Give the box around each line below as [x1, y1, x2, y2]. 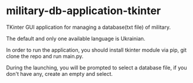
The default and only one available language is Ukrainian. [6, 35, 146, 42]
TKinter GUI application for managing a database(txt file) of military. [6, 24, 171, 31]
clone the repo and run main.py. [6, 52, 84, 59]
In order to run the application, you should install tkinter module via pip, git [6, 46, 187, 54]
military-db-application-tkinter [6, 4, 161, 18]
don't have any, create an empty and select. [6, 70, 113, 77]
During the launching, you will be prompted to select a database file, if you [6, 64, 187, 71]
